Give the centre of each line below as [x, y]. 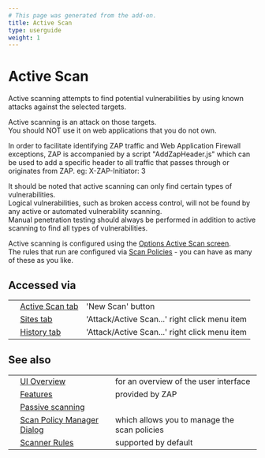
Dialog [32, 430]
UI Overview [43, 381]
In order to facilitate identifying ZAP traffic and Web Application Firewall [125, 146]
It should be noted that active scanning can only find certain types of [120, 186]
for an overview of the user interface [183, 381]
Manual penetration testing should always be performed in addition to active [132, 220]
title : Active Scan [40, 23]
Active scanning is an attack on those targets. [82, 122]
